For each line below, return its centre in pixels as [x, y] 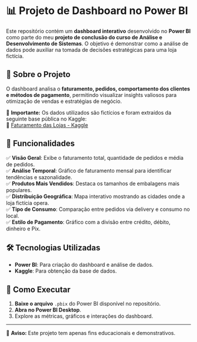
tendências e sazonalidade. [39, 177]
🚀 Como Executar [38, 289]
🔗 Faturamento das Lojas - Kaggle [47, 125]
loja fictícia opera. [28, 203]
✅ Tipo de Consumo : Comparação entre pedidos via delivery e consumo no [98, 209]
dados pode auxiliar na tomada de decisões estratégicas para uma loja [91, 49]
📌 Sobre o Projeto [38, 74]
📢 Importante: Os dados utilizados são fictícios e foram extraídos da [89, 112]
